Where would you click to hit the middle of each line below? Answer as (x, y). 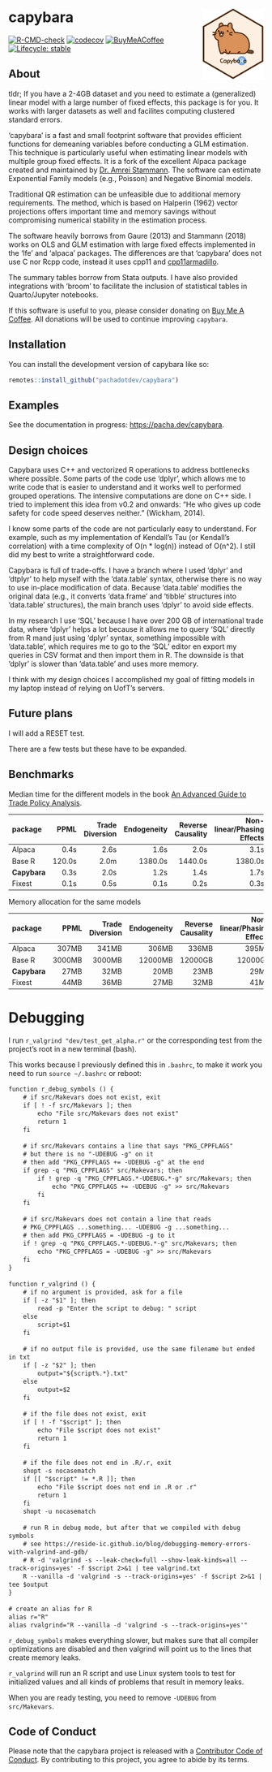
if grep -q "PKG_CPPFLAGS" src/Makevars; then (103, 1170)
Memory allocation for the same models (75, 901)
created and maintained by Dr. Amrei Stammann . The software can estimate (135, 170)
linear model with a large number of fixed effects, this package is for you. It (134, 102)
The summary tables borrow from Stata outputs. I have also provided (123, 277)
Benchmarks (41, 774)
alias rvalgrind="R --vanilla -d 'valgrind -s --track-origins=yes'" (128, 1625)
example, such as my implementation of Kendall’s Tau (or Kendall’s (119, 538)
